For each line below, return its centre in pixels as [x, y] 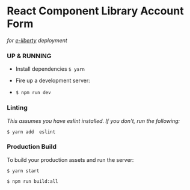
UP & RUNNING [29, 56]
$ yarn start [23, 171]
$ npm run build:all [33, 181]
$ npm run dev [33, 93]
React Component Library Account [95, 11]
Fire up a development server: [53, 81]
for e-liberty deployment [37, 40]
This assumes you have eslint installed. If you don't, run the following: [93, 120]
